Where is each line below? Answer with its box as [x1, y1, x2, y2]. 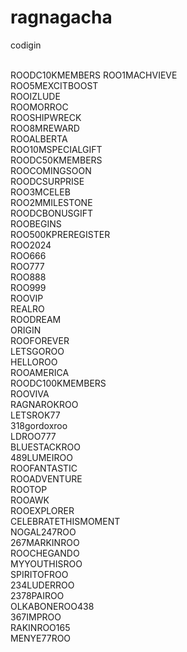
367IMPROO [10, 611, 62, 623]
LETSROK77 [10, 409, 61, 421]
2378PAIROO [10, 589, 65, 601]
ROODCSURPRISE [10, 175, 85, 187]
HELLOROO [10, 356, 58, 368]
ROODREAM [10, 313, 62, 325]
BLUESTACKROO [10, 441, 81, 453]
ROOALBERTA [10, 132, 68, 145]
